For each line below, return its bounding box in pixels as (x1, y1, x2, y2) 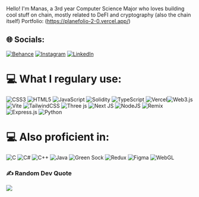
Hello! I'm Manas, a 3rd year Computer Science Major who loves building (6, 5, 185, 12)
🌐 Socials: (6, 35, 45, 45)
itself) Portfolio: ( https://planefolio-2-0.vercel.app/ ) (6, 18, 131, 24)
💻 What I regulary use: (6, 72, 122, 85)
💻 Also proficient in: (6, 130, 110, 144)
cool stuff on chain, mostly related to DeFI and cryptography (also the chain (6, 11, 191, 18)
